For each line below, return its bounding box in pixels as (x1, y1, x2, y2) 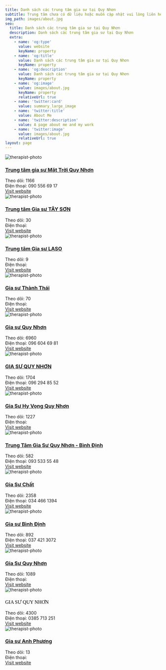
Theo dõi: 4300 (5, 610, 37, 616)
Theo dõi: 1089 (5, 571, 36, 577)
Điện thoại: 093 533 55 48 (5, 458, 59, 464)
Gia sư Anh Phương (5, 638, 52, 645)
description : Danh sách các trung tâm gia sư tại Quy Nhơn (9, 30, 134, 35)
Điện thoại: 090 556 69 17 (5, 183, 58, 189)
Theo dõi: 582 (5, 453, 34, 459)
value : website (18, 44, 50, 49)
